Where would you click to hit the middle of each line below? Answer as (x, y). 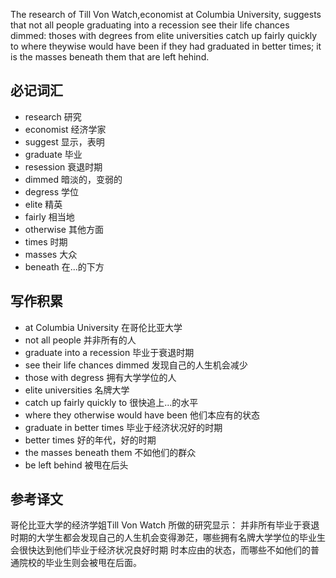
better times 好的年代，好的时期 (90, 440)
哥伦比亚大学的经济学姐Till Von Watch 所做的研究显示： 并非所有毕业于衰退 (165, 525)
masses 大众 (51, 254)
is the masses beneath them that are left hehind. (110, 57)
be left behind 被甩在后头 (76, 465)
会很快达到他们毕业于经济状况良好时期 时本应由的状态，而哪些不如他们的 (160, 550)
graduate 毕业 (53, 154)
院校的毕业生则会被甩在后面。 (80, 563)
